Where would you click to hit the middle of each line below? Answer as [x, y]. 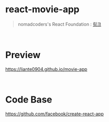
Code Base [29, 100]
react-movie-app [42, 9]
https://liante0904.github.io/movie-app [46, 69]
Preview [23, 55]
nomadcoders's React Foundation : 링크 [59, 24]
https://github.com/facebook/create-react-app [54, 114]
